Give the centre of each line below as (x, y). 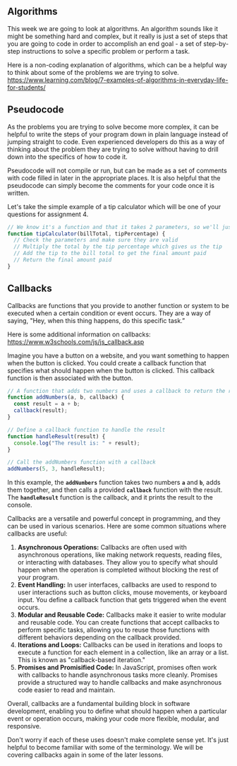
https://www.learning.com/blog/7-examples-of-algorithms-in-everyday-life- (118, 80)
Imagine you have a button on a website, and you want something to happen (118, 355)
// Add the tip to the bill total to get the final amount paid (110, 254)
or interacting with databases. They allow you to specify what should (117, 562)
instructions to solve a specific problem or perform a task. (106, 51)
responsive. (24, 726)
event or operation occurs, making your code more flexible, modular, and (113, 719)
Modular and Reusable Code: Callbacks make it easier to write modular (122, 615)
